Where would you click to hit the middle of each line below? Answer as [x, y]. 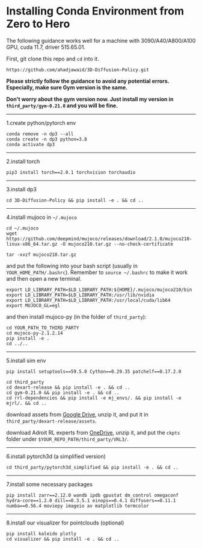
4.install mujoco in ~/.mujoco [41, 217]
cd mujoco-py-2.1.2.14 [35, 333]
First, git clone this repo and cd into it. [53, 59]
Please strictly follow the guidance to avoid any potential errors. [88, 81]
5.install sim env [26, 360]
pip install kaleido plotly [41, 534]
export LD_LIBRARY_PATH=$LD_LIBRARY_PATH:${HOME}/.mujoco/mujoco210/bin [99, 290]
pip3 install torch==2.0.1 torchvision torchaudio [71, 172]
